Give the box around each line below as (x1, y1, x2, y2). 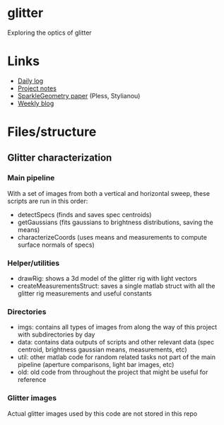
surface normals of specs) (17, 240, 95, 249)
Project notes (17, 83, 57, 93)
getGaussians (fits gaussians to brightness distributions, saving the (17, 218, 213, 226)
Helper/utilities (7, 258, 60, 268)
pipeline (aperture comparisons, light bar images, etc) (17, 361, 175, 369)
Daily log (17, 76, 44, 85)
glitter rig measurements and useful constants (17, 289, 152, 298)
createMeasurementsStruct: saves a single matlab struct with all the (17, 281, 216, 291)
